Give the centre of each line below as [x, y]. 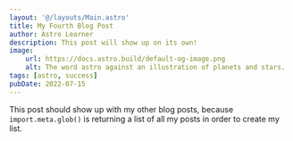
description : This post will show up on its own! [104, 42]
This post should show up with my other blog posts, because [121, 109]
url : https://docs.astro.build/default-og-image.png [126, 59]
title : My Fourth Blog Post [62, 26]
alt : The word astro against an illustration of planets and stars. [155, 68]
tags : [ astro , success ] [54, 76]
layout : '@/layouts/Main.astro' [69, 17]
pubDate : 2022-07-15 [48, 84]
